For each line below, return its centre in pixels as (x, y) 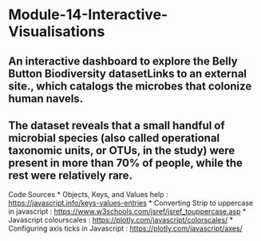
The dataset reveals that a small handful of (117, 125)
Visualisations (57, 32)
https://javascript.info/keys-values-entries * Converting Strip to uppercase (131, 203)
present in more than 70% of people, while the (126, 162)
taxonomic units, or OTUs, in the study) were (122, 150)
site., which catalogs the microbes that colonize (130, 86)
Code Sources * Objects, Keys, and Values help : (89, 195)
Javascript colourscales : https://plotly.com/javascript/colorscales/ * (121, 220)
